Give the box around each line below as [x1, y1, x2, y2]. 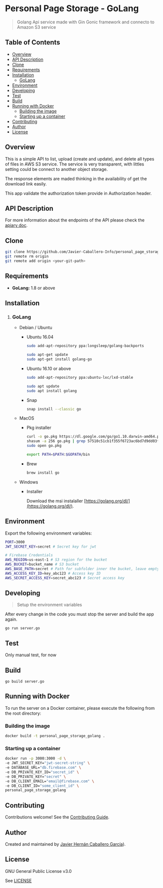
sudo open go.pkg [26, 444, 62, 448]
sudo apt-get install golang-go [26, 357, 92, 362]
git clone [5, 249, 25, 255]
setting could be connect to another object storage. [5, 166, 108, 172]
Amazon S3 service [16, 24, 56, 30]
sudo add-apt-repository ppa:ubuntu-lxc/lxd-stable [26, 375, 133, 380]
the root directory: [5, 710, 41, 716]
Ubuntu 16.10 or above [26, 366, 71, 371]
